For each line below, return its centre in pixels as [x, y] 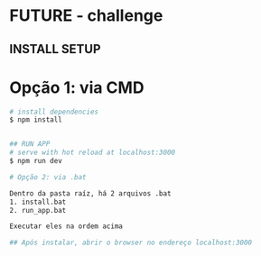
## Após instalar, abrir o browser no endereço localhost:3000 [131, 243]
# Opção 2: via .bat [48, 177]
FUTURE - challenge [86, 16]
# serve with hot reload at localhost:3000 [93, 153]
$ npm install [36, 120]
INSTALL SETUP [55, 49]
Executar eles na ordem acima [66, 226]
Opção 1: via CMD [77, 87]
